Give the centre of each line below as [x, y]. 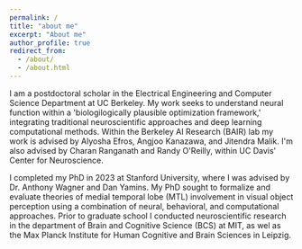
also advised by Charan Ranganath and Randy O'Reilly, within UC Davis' [143, 150]
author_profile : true [50, 43]
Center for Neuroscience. [56, 160]
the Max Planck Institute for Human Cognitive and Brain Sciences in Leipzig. [150, 235]
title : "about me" [44, 26]
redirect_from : [38, 51]
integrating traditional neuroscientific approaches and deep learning [136, 121]
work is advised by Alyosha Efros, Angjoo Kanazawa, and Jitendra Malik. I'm [151, 141]
